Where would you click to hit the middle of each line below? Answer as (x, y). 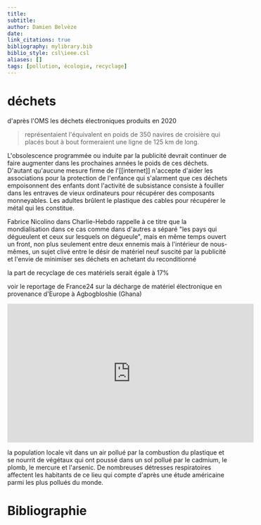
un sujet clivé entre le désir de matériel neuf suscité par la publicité (129, 252)
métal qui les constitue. (41, 208)
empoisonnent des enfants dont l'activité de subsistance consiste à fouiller (116, 185)
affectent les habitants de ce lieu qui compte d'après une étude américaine (116, 475)
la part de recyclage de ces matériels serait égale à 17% (88, 273)
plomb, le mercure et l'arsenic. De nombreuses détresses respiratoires (109, 467)
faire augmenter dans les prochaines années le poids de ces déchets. (108, 163)
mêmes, (19, 252)
